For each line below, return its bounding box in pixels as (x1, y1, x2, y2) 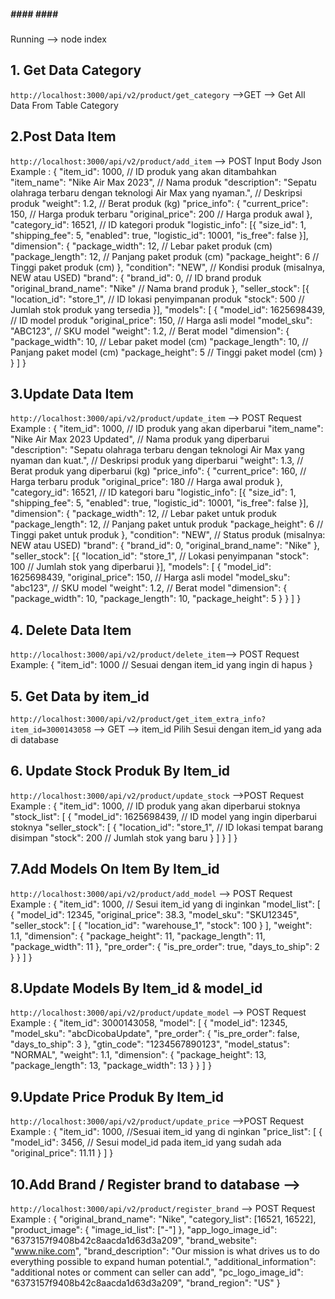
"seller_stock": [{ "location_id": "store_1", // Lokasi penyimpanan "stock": (10, 550, 310, 562)
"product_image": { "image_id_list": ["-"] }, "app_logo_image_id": (10, 1224, 278, 1236)
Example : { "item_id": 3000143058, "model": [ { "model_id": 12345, (10, 1017, 288, 1029)
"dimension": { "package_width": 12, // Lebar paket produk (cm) (10, 240, 273, 252)
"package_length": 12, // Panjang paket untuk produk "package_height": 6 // (10, 518, 324, 530)
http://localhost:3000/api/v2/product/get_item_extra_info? (10, 715, 267, 725)
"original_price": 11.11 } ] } (10, 1147, 114, 1159)
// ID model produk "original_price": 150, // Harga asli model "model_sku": (10, 314, 313, 326)
